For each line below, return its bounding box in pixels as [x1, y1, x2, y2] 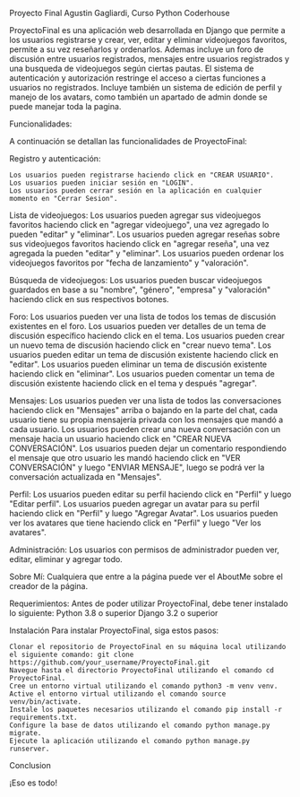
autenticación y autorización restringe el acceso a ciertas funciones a [9, 73, 267, 83]
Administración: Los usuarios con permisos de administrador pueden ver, [9, 544, 280, 555]
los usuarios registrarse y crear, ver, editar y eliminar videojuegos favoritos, [9, 35, 287, 45]
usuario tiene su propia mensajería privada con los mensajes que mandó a [9, 414, 284, 425]
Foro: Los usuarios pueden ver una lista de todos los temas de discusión [9, 311, 277, 322]
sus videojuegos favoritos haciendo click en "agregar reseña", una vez [9, 238, 270, 249]
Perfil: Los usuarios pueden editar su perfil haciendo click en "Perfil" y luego [9, 489, 292, 499]
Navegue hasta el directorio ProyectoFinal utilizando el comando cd [9, 666, 275, 675]
